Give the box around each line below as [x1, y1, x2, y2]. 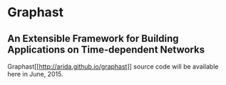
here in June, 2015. [7, 70, 63, 78]
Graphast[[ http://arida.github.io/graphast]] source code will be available [7, 62, 219, 71]
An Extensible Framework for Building [7, 33, 180, 45]
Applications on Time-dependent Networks [7, 43, 205, 55]
